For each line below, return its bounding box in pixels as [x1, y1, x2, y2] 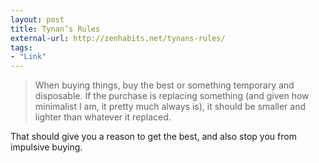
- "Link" [10, 52, 47, 62]
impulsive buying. [10, 141, 83, 153]
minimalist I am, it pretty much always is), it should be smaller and [34, 101, 307, 113]
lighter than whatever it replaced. [34, 111, 172, 123]
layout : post [10, 14, 65, 25]
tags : [10, 42, 33, 53]
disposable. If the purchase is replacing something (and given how [34, 90, 310, 102]
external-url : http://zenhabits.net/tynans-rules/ [10, 33, 226, 43]
